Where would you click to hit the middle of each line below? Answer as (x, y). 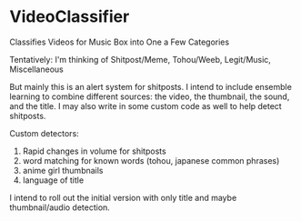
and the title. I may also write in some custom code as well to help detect (145, 105)
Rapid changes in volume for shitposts (94, 151)
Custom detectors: (44, 133)
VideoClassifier (70, 17)
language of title (53, 180)
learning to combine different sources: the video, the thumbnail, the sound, (150, 96)
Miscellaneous (36, 69)
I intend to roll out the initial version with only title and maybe (123, 197)
